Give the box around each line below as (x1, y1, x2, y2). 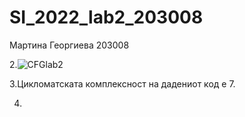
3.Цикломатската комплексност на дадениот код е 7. (9, 77, 236, 90)
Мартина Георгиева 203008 (9, 39, 130, 51)
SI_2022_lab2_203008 (9, 6, 204, 29)
